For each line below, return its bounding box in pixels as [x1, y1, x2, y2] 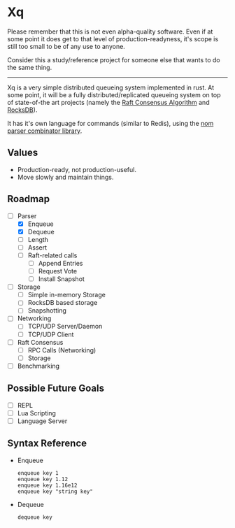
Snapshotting [27, 306, 66, 315]
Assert [27, 243, 48, 252]
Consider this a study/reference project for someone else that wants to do [7, 55, 220, 64]
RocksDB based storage [27, 299, 98, 307]
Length [27, 235, 49, 243]
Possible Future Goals [7, 383, 105, 394]
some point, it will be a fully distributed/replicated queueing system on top [7, 90, 221, 99]
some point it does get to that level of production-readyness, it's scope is [7, 34, 219, 43]
